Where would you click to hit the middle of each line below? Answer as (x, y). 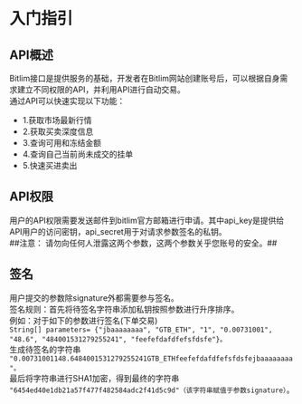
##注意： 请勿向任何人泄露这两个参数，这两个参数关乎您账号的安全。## (143, 243)
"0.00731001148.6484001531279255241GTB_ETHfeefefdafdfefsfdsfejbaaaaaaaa (151, 359)
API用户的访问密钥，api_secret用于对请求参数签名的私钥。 (118, 231)
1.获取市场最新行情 (57, 120)
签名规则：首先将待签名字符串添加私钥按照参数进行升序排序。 (124, 309)
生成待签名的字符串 (45, 349)
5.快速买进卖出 (50, 165)
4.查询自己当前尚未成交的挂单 (78, 154)
